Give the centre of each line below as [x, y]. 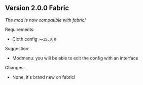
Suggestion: [17, 48]
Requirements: [20, 29]
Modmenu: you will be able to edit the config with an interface [75, 58]
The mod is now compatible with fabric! [46, 20]
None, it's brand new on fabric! [44, 77]
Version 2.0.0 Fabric [37, 8]
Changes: [15, 67]
